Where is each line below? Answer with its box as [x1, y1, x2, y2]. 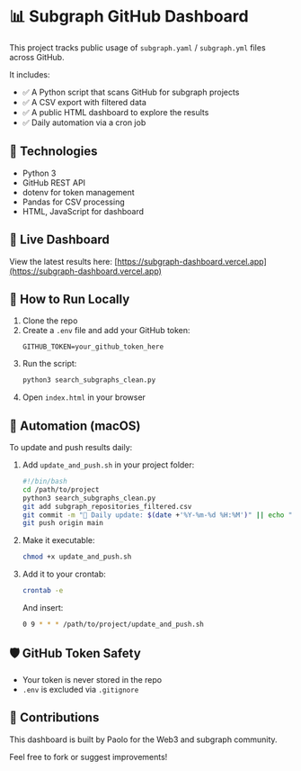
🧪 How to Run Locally [9, 291, 130, 306]
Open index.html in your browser [22, 392, 146, 403]
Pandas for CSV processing [22, 196, 126, 207]
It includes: [9, 68, 50, 80]
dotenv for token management [22, 186, 135, 197]
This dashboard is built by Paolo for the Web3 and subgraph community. [9, 734, 278, 745]
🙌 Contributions [9, 710, 100, 725]
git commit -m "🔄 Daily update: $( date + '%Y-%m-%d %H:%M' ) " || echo [22, 510, 285, 520]
